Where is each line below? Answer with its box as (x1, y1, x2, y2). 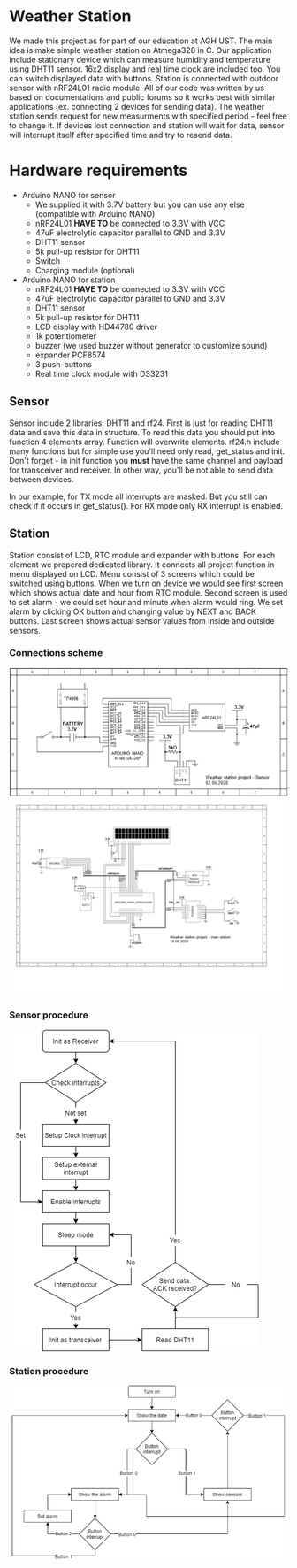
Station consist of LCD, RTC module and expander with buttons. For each (9, 550, 276, 560)
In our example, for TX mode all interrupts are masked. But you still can (9, 491, 268, 502)
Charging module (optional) (34, 265, 135, 275)
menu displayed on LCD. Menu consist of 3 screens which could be (9, 568, 255, 579)
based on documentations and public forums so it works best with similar (9, 91, 276, 103)
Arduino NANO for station (21, 274, 116, 285)
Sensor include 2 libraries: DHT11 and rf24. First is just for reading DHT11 (9, 418, 274, 428)
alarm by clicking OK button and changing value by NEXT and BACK (9, 606, 256, 617)
